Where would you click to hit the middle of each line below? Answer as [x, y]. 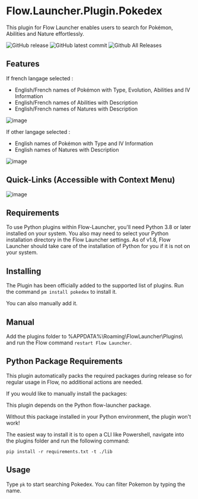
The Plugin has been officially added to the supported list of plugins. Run [95, 285]
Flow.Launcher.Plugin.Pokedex [84, 11]
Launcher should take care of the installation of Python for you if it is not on [98, 246]
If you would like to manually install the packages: [67, 393]
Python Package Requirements [65, 361]
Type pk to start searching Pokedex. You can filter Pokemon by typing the [96, 484]
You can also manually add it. [42, 303]
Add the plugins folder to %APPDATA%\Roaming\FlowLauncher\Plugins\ [95, 336]
